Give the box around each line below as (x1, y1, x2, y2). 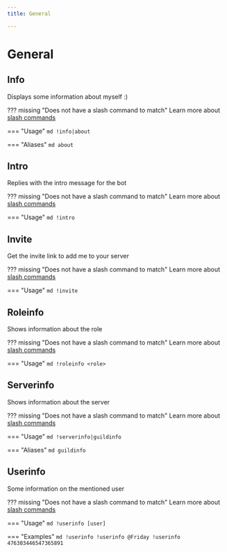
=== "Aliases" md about (7, 140, 74, 148)
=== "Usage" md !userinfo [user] (7, 519, 106, 527)
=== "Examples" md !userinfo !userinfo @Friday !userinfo (7, 532, 180, 540)
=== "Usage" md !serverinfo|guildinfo (7, 432, 121, 441)
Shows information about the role (7, 325, 103, 333)
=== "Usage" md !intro (7, 213, 75, 221)
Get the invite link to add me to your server (7, 252, 130, 260)
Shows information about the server (7, 397, 110, 406)
